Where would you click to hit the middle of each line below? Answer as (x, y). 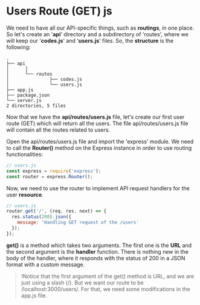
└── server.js (24, 100)
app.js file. (34, 295)
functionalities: (25, 154)
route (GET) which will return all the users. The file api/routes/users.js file (97, 123)
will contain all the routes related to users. (58, 130)
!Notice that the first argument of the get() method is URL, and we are (108, 276)
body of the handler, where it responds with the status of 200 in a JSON (96, 258)
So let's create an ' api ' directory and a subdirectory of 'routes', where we (97, 34)
